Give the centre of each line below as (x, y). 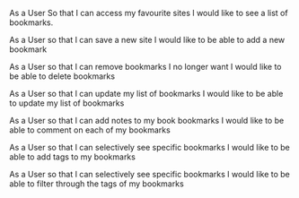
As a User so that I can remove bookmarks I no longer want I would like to (145, 67)
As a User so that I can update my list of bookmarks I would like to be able (146, 94)
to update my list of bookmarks (67, 103)
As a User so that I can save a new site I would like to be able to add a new (147, 40)
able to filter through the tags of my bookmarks (97, 184)
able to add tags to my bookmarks (73, 157)
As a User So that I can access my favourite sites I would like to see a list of (149, 13)
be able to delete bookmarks (62, 76)
